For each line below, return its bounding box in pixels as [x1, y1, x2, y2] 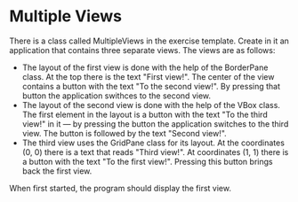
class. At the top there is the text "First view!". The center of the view [21, 71, 275, 82]
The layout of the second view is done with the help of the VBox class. [21, 99, 280, 110]
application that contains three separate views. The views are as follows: [9, 44, 276, 55]
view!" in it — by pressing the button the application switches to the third [21, 118, 289, 129]
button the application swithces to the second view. [21, 90, 212, 101]
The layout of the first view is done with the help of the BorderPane [21, 62, 269, 73]
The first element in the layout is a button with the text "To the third [21, 109, 269, 120]
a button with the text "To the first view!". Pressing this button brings [21, 156, 273, 167]
